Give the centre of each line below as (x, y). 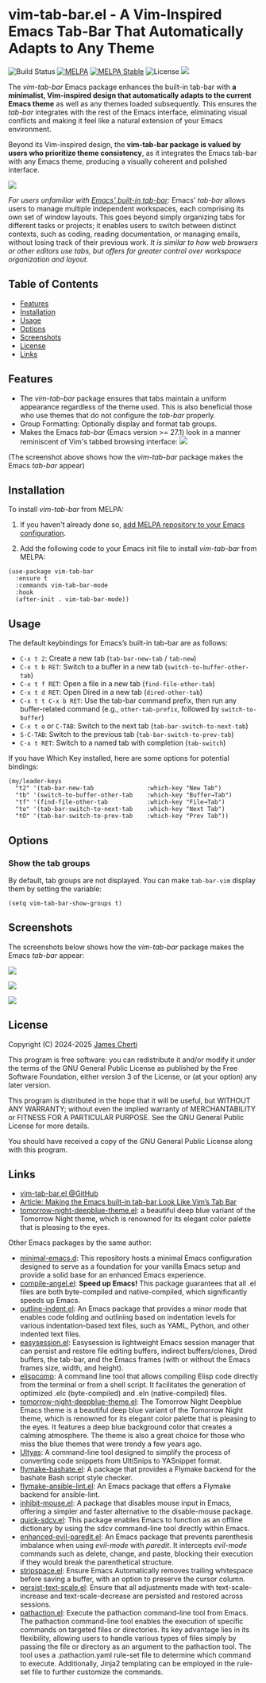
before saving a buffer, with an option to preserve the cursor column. (133, 1579)
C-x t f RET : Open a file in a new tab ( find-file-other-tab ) (118, 684)
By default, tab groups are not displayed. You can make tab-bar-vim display (132, 880)
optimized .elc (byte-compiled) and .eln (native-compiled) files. (123, 1394)
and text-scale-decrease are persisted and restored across (147, 1596)
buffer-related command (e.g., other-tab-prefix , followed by (120, 709)
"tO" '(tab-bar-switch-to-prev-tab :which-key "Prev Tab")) (122, 816)
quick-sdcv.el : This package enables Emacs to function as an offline (131, 1520)
